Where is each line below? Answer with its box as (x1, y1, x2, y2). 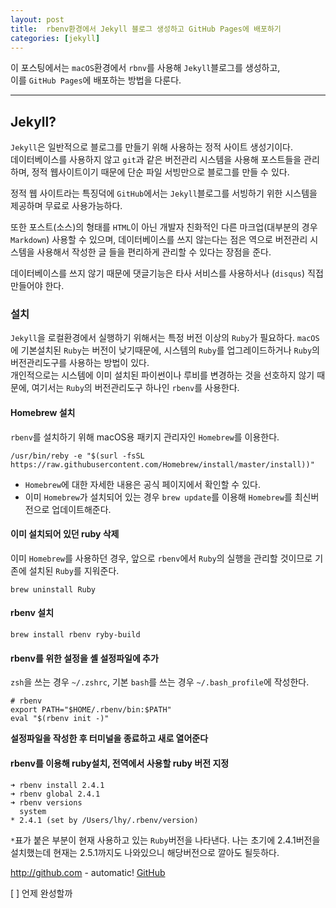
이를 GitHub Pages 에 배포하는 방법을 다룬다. (10, 74, 182, 86)
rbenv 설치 (10, 607, 55, 619)
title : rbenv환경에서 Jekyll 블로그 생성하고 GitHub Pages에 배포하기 (10, 24, 282, 34)
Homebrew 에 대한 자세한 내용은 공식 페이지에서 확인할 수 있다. (24, 478, 261, 490)
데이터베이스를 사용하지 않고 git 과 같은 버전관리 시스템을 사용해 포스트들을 (10, 154, 302, 166)
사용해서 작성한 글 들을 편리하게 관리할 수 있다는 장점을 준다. (36, 246, 272, 258)
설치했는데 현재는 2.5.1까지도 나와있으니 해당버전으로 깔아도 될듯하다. (10, 846, 280, 858)
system (19, 806, 47, 816)
